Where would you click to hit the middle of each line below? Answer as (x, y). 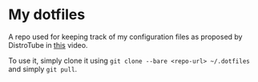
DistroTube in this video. (48, 45)
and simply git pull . (43, 68)
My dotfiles (47, 15)
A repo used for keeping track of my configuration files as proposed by (125, 37)
